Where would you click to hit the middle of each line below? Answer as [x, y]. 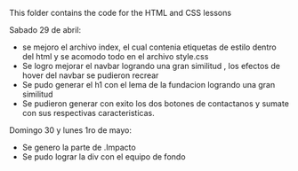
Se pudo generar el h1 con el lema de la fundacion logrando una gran [149, 85]
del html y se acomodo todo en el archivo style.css [115, 56]
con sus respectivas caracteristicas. [88, 113]
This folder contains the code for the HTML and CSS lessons [121, 13]
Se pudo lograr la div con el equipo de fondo [104, 157]
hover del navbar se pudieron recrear [90, 75]
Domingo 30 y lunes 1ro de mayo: [70, 130]
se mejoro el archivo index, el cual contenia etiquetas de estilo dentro [149, 47]
